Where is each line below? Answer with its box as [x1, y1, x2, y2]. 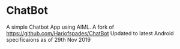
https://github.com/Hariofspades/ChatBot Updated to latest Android [6, 29, 174, 36]
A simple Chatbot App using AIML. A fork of [6, 23, 115, 30]
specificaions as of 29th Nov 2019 [6, 36, 91, 43]
